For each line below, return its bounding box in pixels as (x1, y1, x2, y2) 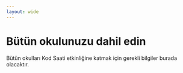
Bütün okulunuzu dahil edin (6, 34, 146, 48)
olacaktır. (6, 60, 29, 68)
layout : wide (6, 8, 39, 15)
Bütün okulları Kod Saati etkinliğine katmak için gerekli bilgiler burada (6, 54, 178, 62)
